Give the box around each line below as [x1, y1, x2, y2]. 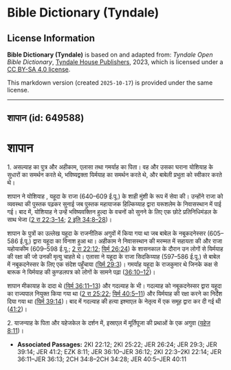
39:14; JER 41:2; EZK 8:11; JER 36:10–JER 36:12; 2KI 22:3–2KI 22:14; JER [16, 348, 222, 356]
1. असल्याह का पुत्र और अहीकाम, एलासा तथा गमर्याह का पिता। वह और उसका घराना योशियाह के [7, 163, 214, 172]
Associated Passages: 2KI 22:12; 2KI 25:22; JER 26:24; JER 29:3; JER [16, 340, 218, 349]
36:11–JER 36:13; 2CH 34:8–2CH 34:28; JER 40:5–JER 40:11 [16, 355, 187, 363]
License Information [7, 32, 95, 44]
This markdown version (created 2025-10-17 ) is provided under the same [7, 79, 213, 87]
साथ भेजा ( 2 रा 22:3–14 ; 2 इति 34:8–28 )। [7, 216, 112, 224]
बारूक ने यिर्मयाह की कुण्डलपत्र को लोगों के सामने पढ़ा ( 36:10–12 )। [7, 268, 156, 276]
